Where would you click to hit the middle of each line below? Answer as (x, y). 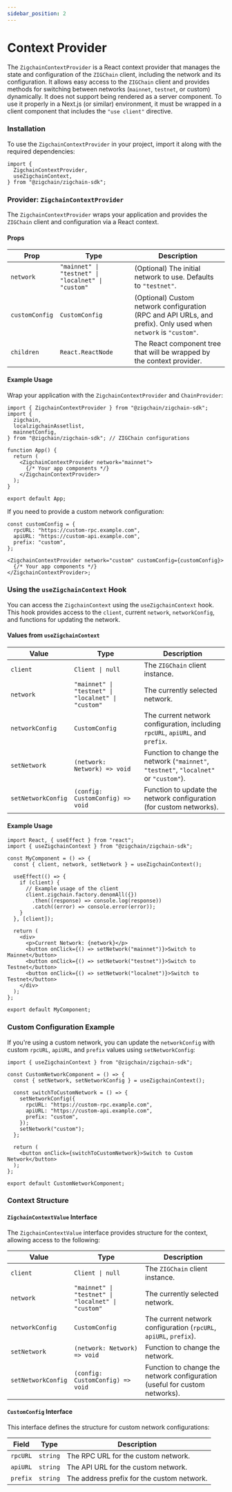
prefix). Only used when (173, 324)
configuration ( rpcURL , (180, 1327)
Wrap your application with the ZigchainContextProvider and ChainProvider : (115, 395)
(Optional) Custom (164, 298)
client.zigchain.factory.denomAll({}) (81, 895)
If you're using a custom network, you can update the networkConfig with (111, 1042)
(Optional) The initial (167, 268)
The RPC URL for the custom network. (128, 1455)
